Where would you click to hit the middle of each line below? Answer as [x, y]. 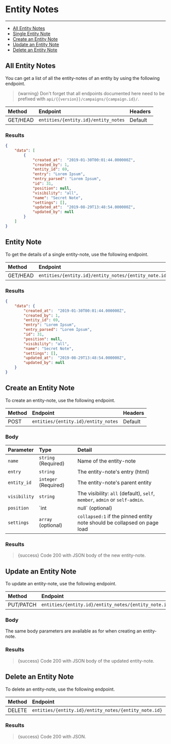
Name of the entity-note [106, 461]
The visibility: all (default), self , [116, 494]
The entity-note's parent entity [114, 483]
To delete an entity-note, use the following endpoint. [60, 689]
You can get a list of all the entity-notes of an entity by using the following [83, 78]
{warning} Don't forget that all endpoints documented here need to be [91, 93]
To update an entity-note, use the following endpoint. [61, 584]
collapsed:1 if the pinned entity [115, 517]
